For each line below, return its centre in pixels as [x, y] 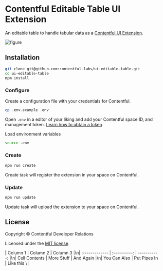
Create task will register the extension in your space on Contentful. [72, 174]
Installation [22, 58]
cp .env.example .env [27, 110]
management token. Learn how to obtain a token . [54, 124]
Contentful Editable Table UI [63, 9]
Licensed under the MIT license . [37, 243]
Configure [17, 90]
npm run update [20, 197]
